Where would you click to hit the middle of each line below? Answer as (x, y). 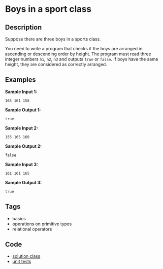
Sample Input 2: (22, 128)
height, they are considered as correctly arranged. (56, 64)
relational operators (32, 229)
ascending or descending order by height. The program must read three (78, 54)
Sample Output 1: (23, 110)
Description (23, 27)
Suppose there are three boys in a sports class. (53, 39)
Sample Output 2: (23, 146)
